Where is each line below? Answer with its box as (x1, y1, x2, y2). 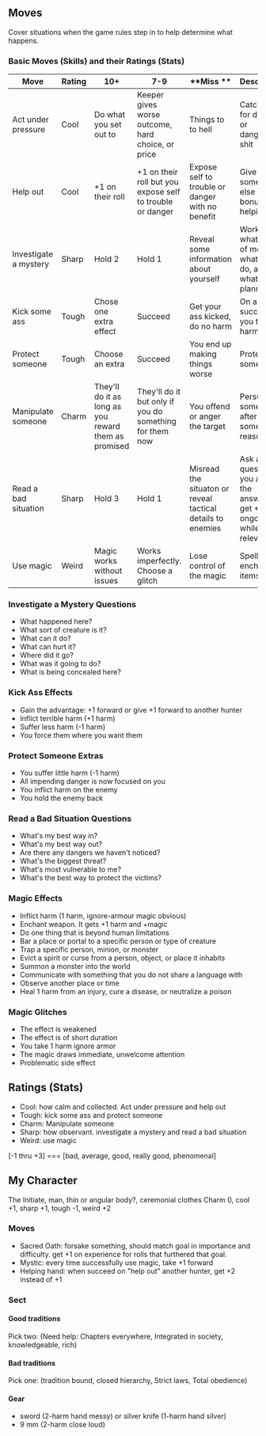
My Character (8, 1174, 78, 1187)
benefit (189, 211, 216, 222)
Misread (189, 463, 220, 474)
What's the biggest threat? (19, 857, 107, 866)
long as (93, 401, 122, 412)
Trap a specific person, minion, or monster (19, 944, 159, 954)
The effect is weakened (19, 1024, 97, 1034)
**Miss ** (189, 76, 232, 87)
